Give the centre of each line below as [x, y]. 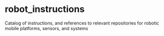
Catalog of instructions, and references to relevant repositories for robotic [82, 23]
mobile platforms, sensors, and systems [46, 28]
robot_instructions [45, 9]
